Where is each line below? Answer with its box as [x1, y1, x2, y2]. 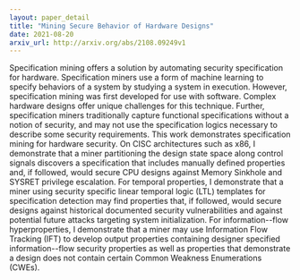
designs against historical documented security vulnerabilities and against [9, 205, 283, 216]
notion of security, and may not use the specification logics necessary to [9, 120, 278, 131]
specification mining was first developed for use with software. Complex [9, 91, 277, 102]
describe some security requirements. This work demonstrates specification [9, 129, 291, 140]
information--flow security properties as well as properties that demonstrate [9, 243, 291, 254]
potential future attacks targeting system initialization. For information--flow [9, 215, 289, 225]
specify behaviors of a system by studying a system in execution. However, [9, 81, 288, 92]
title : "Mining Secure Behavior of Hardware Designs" [9, 21, 215, 30]
